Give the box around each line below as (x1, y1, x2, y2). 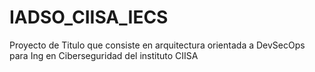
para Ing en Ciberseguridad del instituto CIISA (9, 49, 199, 61)
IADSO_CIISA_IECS (9, 6, 169, 29)
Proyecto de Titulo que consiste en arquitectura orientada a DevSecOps (9, 39, 306, 51)
